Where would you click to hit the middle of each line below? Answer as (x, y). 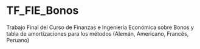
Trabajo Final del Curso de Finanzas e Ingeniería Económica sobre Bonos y (100, 27)
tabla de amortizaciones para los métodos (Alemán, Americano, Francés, (98, 33)
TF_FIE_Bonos (43, 11)
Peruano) (18, 40)
